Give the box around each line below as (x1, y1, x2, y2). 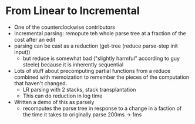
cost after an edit (14, 36, 56, 43)
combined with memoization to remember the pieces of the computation (14, 73, 189, 81)
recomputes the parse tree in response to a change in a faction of (22, 105, 182, 112)
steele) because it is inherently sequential (22, 61, 124, 68)
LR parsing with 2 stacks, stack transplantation (22, 86, 136, 93)
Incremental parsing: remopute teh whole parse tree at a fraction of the (14, 29, 186, 36)
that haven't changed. (14, 79, 68, 86)
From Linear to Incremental (5, 4, 140, 18)
